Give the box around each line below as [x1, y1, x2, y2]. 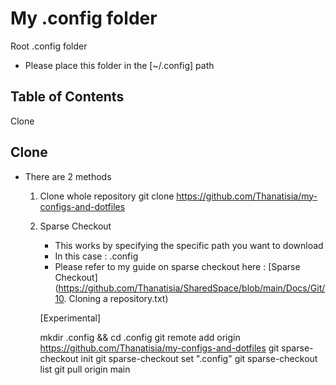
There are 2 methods [24, 170, 112, 182]
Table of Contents [10, 88, 125, 106]
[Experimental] [39, 312, 101, 324]
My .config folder [10, 7, 158, 30]
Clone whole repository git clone [39, 190, 175, 202]
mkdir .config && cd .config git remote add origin [39, 331, 241, 343]
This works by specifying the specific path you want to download [54, 239, 324, 251]
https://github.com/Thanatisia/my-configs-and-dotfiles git [39, 342, 280, 354]
